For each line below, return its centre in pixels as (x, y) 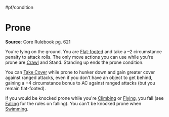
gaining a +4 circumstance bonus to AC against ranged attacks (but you (80, 83)
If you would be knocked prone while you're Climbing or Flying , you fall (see (85, 98)
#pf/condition (19, 7)
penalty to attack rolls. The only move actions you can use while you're (79, 57)
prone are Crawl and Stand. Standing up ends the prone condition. (74, 62)
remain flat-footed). (26, 88)
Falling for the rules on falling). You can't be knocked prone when (73, 103)
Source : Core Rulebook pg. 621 (38, 42)
